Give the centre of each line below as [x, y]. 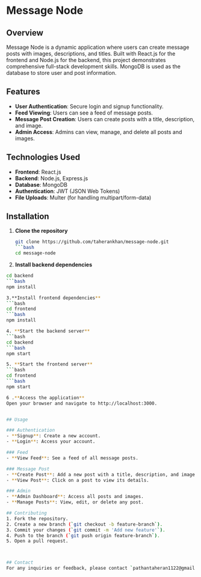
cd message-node [35, 253]
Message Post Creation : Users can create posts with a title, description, [105, 119]
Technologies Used [43, 157]
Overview [25, 33]
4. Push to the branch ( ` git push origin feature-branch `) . [83, 535]
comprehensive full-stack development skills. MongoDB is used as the [93, 66]
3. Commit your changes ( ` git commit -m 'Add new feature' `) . [86, 530]
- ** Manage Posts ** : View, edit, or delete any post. [75, 502]
